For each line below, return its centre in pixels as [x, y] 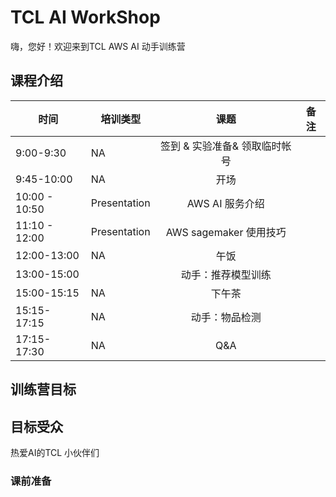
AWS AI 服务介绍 [225, 203]
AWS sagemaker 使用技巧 [226, 232]
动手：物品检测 [226, 317]
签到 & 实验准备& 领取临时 [220, 146]
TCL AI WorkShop [85, 17]
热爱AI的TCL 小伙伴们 [55, 452]
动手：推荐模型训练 [226, 274]
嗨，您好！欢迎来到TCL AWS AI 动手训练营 [98, 46]
